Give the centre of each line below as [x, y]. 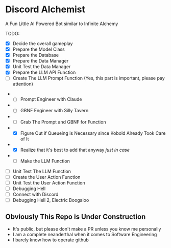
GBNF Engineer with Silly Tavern [54, 111]
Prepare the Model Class [39, 49]
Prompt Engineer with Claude [51, 99]
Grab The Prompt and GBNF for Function [63, 122]
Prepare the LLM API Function [44, 72]
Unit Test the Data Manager [42, 67]
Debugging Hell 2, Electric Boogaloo [51, 200]
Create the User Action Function [46, 177]
